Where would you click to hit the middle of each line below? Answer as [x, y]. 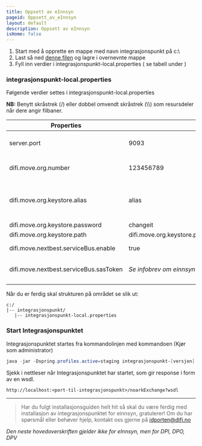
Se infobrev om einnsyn [162, 269]
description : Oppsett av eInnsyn [48, 29]
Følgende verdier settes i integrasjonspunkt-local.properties [81, 93]
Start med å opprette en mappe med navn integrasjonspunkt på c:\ [97, 51]
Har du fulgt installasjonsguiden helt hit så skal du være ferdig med [104, 407]
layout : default [26, 23]
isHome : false [24, 34]
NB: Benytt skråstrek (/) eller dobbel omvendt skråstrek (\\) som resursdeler [100, 104]
